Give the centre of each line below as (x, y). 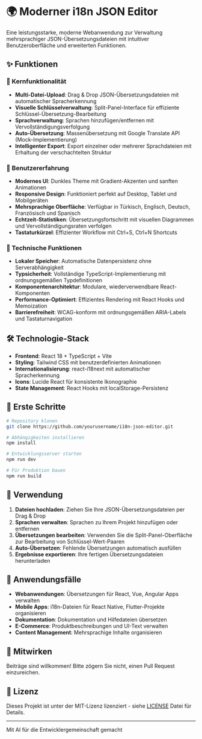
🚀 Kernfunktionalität (36, 81)
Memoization (31, 306)
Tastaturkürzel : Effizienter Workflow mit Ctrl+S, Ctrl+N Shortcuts (96, 232)
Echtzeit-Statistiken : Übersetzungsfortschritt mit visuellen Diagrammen (104, 219)
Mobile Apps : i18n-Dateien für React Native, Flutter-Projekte (90, 607)
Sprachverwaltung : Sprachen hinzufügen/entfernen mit (84, 120)
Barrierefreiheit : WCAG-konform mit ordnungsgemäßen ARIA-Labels (100, 312)
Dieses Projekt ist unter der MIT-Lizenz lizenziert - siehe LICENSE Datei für (99, 706)
